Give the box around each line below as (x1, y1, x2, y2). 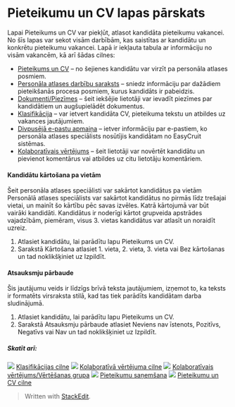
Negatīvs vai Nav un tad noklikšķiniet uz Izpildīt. (17, 328, 157, 336)
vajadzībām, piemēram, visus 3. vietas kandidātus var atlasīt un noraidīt (7, 217, 216, 225)
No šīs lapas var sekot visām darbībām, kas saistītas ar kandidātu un (7, 35, 206, 44)
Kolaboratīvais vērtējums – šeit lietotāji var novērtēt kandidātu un (17, 147, 205, 155)
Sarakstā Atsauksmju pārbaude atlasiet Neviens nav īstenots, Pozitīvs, (17, 320, 221, 329)
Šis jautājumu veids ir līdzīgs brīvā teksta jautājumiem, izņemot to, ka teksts (7, 284, 227, 293)
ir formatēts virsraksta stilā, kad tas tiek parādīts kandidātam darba (7, 291, 202, 300)
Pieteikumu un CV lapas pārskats (7, 5, 205, 21)
